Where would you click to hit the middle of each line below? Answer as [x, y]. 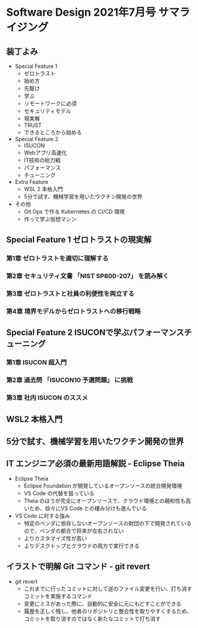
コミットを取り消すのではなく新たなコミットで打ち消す [92, 618]
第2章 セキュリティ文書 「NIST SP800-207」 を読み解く [88, 276]
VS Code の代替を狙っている [59, 493]
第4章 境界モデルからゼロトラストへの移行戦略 [73, 311]
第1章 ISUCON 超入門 [37, 362]
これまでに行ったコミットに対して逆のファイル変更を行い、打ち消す [108, 588]
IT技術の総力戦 [42, 160]
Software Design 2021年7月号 [81, 12]
